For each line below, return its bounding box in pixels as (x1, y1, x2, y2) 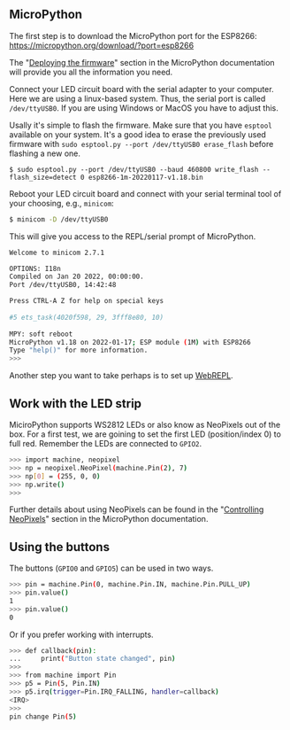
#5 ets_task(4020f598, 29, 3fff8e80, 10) (9, 313, 164, 322)
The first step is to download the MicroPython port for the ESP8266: (9, 30, 258, 41)
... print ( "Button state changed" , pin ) (9, 655, 176, 664)
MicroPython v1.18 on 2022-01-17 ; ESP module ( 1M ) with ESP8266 (9, 338, 251, 346)
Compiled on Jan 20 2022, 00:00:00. (9, 272, 144, 282)
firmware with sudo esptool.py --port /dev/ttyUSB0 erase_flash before (9, 138, 274, 149)
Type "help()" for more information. (9, 346, 149, 355)
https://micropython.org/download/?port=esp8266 (9, 40, 195, 50)
